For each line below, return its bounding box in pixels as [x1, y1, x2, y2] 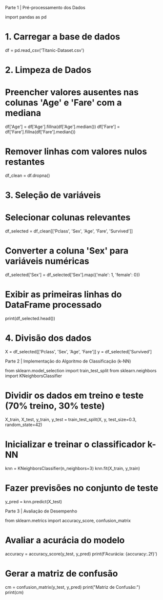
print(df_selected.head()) [5, 316, 55, 321]
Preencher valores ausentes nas [5, 87, 139, 98]
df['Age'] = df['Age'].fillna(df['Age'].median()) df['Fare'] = [5, 124, 121, 129]
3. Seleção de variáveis [5, 190, 101, 201]
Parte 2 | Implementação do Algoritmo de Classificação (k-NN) [5, 358, 131, 364]
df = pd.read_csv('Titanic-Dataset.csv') [5, 47, 84, 53]
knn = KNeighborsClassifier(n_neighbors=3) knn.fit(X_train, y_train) [5, 465, 140, 471]
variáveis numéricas [5, 256, 89, 267]
